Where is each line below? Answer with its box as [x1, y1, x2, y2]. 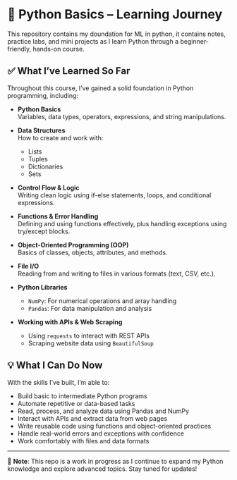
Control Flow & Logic [17, 183, 80, 192]
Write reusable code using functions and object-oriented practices [17, 421, 212, 430]
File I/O [17, 261, 39, 270]
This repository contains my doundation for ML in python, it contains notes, [7, 30, 226, 38]
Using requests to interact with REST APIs [28, 331, 150, 340]
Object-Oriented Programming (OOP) [17, 240, 129, 249]
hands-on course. [32, 44, 85, 53]
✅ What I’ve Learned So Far [7, 65, 130, 77]
